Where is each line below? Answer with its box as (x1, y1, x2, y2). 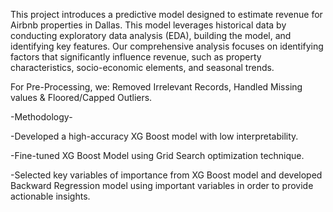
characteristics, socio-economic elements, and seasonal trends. (10, 62, 275, 73)
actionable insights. (10, 190, 91, 202)
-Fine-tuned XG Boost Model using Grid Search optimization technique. (10, 150, 305, 161)
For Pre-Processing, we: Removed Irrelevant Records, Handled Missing (10, 81, 303, 93)
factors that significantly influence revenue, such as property (10, 51, 262, 63)
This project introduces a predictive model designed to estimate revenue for (10, 9, 323, 20)
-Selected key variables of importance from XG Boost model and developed (10, 169, 323, 181)
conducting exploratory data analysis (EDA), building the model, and (10, 30, 292, 41)
